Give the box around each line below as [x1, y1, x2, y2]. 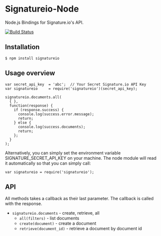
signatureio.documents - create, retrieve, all [12, 210, 100, 216]
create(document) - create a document [19, 220, 97, 226]
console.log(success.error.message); [17, 112, 95, 117]
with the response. [5, 201, 43, 207]
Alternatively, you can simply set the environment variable [5, 150, 121, 156]
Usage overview [5, 69, 55, 77]
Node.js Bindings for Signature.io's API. [5, 19, 84, 25]
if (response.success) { [14, 107, 64, 112]
